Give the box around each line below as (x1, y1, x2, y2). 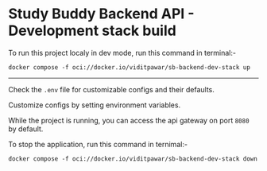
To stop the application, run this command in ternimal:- (8, 139, 188, 149)
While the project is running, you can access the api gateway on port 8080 (8, 115, 250, 125)
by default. (8, 124, 44, 134)
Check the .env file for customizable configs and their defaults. (8, 84, 215, 94)
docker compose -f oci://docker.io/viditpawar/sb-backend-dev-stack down (8, 154, 258, 163)
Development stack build (8, 21, 176, 40)
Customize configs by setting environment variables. (8, 100, 181, 110)
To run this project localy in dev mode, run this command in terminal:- (8, 48, 237, 57)
